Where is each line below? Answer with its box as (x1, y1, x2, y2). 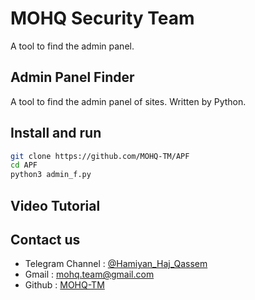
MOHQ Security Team (10, 7, 195, 30)
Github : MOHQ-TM (24, 279, 105, 291)
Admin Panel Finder (10, 69, 135, 86)
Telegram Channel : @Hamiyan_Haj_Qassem (24, 258, 208, 270)
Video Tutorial (10, 197, 101, 214)
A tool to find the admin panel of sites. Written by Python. (10, 95, 247, 107)
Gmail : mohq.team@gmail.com (24, 268, 155, 281)
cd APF (10, 160, 38, 171)
